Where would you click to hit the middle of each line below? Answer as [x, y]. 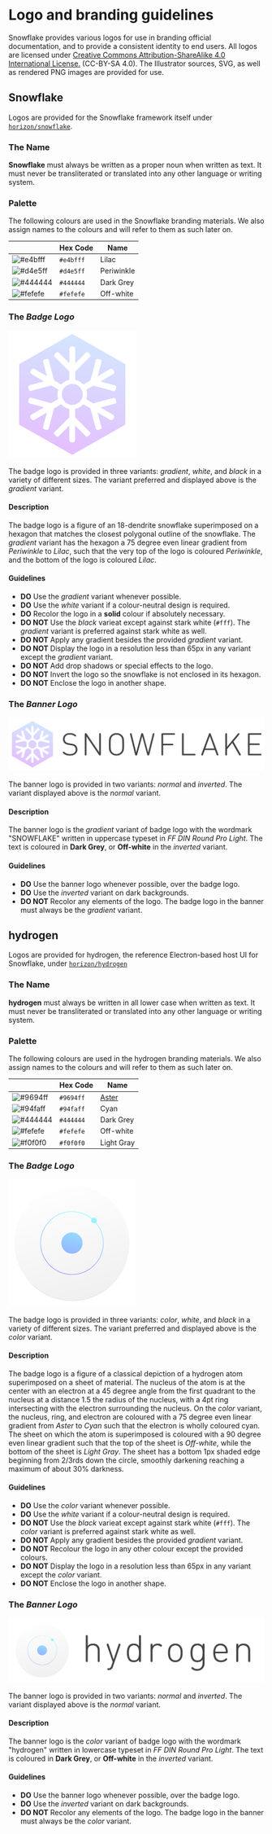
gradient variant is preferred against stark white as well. [113, 631]
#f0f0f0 [72, 1143]
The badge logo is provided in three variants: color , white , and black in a [130, 1319]
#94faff [72, 1109]
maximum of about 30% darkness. [66, 1468]
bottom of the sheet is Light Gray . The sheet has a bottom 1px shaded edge [135, 1451]
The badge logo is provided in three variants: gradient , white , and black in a [135, 471]
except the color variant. [61, 1574]
